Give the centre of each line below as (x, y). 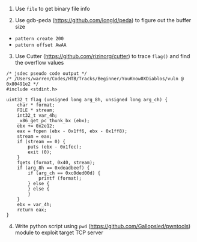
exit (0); (40, 152)
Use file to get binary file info (52, 9)
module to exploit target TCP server (59, 232)
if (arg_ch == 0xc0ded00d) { (64, 173)
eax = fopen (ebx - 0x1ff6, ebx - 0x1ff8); (72, 131)
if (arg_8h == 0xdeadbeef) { (53, 168)
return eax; (32, 210)
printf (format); (60, 179)
